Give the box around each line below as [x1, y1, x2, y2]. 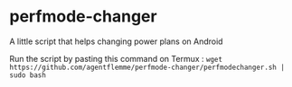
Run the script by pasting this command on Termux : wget [9, 53, 223, 64]
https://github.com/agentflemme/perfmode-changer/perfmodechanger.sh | [9, 63, 285, 72]
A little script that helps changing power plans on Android [9, 36, 223, 47]
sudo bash [9, 70, 47, 80]
